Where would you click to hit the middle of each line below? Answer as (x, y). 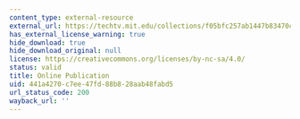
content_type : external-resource (71, 17)
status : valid (36, 68)
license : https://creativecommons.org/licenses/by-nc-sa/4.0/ (127, 59)
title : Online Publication (59, 76)
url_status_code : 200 (50, 92)
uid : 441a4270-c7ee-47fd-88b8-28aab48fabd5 (92, 84)
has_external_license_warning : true (77, 34)
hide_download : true (48, 42)
